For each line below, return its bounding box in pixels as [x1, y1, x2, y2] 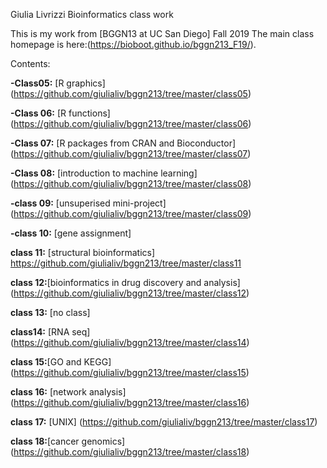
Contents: [10, 58, 51, 69]
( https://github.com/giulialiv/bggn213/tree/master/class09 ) [10, 208, 252, 219]
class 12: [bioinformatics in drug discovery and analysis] [10, 277, 241, 288]
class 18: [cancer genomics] [10, 435, 126, 447]
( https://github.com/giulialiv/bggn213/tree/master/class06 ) [10, 118, 252, 129]
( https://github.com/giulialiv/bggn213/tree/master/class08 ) [10, 178, 252, 189]
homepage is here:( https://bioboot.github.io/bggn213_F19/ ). [10, 39, 257, 50]
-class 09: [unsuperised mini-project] [10, 197, 167, 209]
